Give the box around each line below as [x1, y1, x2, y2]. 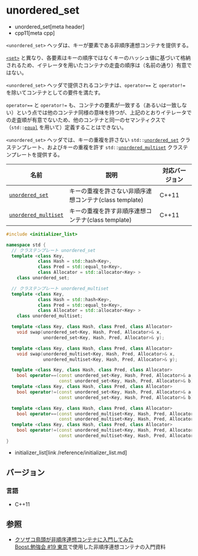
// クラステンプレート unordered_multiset [11, 285, 109, 292]
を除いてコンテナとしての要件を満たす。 [6, 89, 104, 96]
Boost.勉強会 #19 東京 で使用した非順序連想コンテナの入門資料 [14, 544, 166, 551]
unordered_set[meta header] [14, 23, 85, 30]
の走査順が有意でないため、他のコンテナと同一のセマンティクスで [6, 116, 166, 123]
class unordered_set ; [16, 275, 70, 281]
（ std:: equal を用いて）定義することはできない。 [6, 124, 127, 131]
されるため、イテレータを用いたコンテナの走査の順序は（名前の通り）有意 [6, 62, 187, 69]
